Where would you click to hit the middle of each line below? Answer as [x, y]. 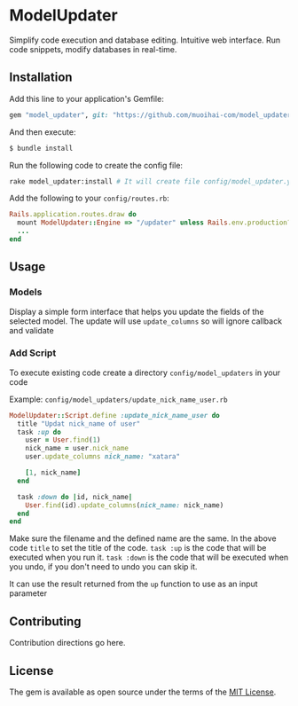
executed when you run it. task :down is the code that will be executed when [149, 557]
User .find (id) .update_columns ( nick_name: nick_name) [125, 505]
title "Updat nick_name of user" [79, 424]
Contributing [45, 621]
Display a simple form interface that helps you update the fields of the [137, 311]
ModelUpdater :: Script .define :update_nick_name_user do [114, 415]
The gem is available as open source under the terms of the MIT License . [143, 692]
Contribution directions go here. [67, 643]
